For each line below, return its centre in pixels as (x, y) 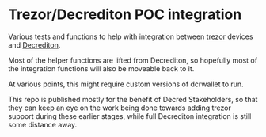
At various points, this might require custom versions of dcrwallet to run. (126, 84)
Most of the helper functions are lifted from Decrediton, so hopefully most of (133, 60)
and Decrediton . (34, 44)
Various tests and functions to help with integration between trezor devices (131, 36)
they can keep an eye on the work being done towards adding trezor (120, 108)
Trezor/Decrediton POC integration (125, 15)
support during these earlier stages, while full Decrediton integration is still (130, 116)
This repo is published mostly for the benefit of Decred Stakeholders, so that (133, 99)
